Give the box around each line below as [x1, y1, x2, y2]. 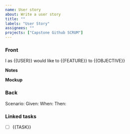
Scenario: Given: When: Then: [5, 100, 66, 106]
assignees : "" [5, 26, 35, 31]
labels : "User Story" [5, 21, 50, 26]
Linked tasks [5, 113, 37, 120]
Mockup [5, 77, 23, 83]
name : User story [5, 7, 41, 12]
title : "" [5, 16, 26, 21]
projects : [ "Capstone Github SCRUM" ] [5, 30, 83, 35]
